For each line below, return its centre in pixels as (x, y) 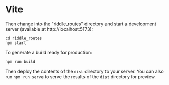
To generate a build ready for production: (49, 52)
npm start (16, 43)
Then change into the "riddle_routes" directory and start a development (81, 24)
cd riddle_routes (24, 38)
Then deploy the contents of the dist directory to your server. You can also (84, 71)
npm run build (20, 62)
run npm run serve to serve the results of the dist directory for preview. (81, 77)
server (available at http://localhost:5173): (49, 29)
